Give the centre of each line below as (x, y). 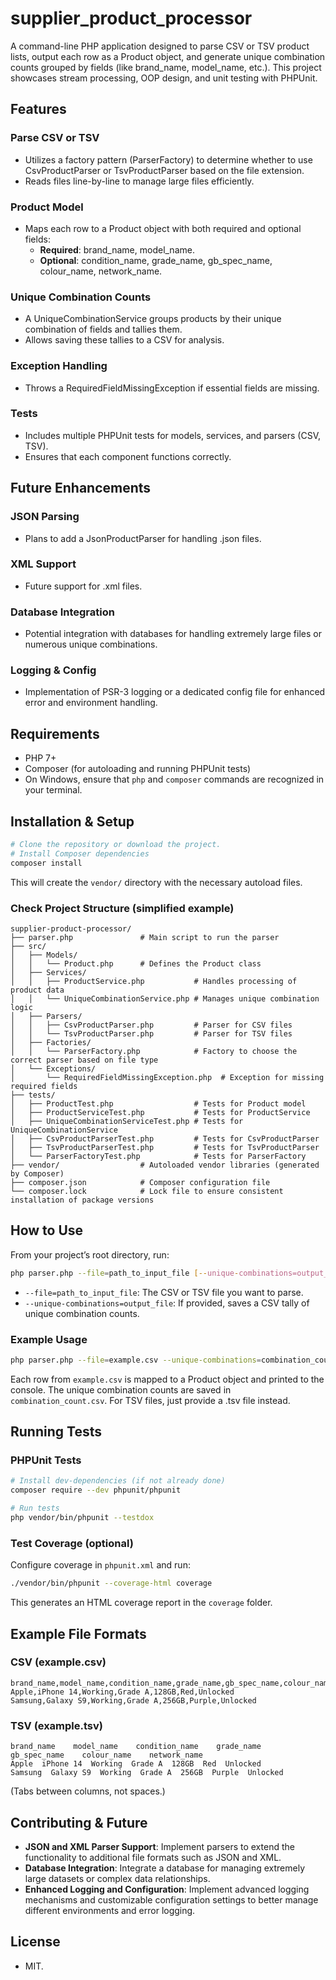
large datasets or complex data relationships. (117, 1878)
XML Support (43, 564)
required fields (44, 1086)
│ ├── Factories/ (51, 1042)
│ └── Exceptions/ (53, 1068)
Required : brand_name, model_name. (117, 249)
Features (38, 109)
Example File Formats (78, 1633)
